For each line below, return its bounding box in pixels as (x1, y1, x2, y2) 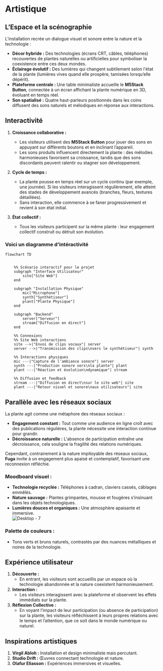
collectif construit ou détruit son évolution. (19, 229, 105, 235)
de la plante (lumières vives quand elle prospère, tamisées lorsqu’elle (12, 71, 151, 77)
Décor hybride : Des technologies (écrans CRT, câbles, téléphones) (12, 50, 148, 56)
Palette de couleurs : (5, 528, 55, 535)
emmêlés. (12, 490, 32, 496)
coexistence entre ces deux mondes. (12, 61, 87, 66)
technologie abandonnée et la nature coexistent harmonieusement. (19, 582, 154, 587)
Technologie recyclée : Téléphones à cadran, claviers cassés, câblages (12, 484, 157, 490)
